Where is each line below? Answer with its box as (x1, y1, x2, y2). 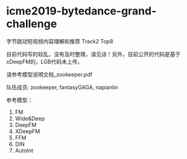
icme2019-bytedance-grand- (6, 4, 157, 18)
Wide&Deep (14, 114, 45, 122)
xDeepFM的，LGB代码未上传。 (6, 58, 83, 65)
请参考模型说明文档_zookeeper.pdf (6, 70, 92, 78)
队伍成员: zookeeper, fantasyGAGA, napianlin (6, 83, 119, 91)
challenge (6, 17, 57, 31)
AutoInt (14, 146, 34, 154)
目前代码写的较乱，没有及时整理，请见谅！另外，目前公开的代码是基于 (6, 50, 181, 58)
